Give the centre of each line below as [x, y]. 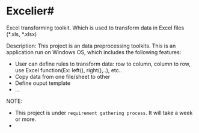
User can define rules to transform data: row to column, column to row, [103, 64]
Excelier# [30, 11]
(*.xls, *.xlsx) [22, 34]
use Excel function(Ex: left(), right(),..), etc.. [68, 70]
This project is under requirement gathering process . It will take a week [104, 113]
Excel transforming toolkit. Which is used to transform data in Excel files [95, 28]
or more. [26, 119]
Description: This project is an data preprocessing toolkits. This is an [91, 46]
